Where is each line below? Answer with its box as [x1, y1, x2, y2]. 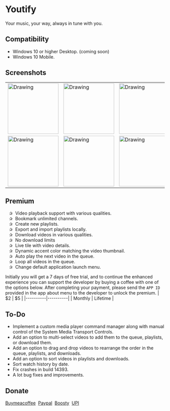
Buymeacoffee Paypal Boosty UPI [5, 400, 79, 406]
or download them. [12, 340, 52, 346]
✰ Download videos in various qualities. [9, 232, 93, 238]
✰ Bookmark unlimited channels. [9, 216, 78, 222]
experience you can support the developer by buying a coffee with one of [5, 279, 159, 285]
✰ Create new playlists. [9, 221, 59, 227]
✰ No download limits [9, 237, 56, 243]
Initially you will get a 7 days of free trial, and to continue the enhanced [5, 274, 153, 280]
